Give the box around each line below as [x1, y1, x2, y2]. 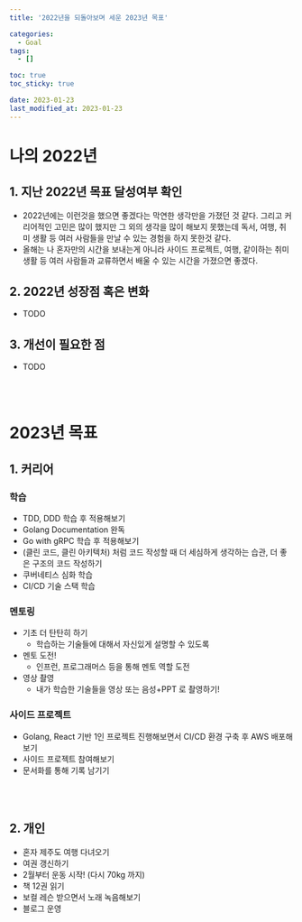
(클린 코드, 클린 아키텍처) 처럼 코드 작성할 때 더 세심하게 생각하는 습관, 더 [22, 547, 278, 558]
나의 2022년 [9, 145, 97, 166]
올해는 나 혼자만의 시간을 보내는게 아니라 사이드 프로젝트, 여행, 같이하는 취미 [22, 244, 290, 254]
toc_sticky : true [9, 79, 75, 88]
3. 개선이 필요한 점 [9, 337, 105, 352]
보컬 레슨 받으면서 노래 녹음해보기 [22, 891, 142, 902]
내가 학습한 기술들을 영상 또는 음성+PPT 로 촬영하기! [35, 684, 220, 695]
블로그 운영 [22, 903, 62, 914]
